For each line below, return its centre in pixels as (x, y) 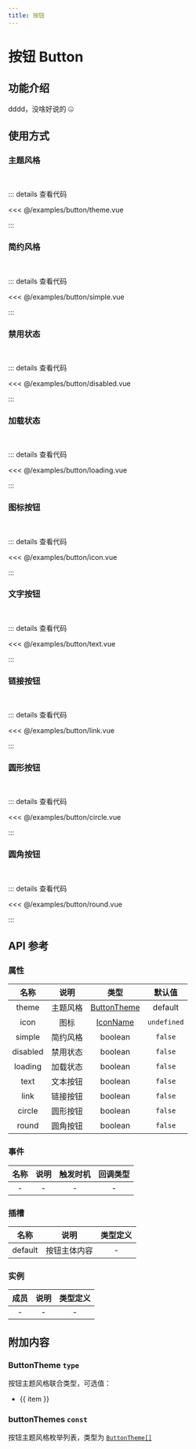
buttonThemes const (48, 1419)
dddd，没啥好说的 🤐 (41, 109)
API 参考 (29, 946)
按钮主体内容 (69, 1251)
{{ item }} (34, 1399)
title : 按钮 (26, 15)
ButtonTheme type (44, 1365)
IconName (115, 1022)
